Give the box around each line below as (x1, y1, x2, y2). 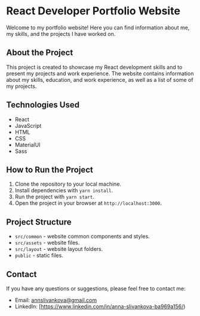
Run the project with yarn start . (14, 193, 94, 201)
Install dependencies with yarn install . (14, 187, 113, 194)
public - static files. (14, 252, 64, 259)
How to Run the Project (6, 164, 94, 174)
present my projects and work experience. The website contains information (6, 70, 194, 77)
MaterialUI (14, 141, 41, 148)
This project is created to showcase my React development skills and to (6, 63, 183, 70)
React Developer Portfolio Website (6, 4, 181, 18)
